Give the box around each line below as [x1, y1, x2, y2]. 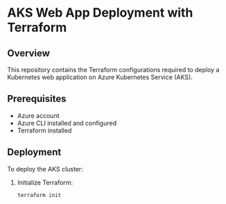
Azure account [17, 111, 60, 119]
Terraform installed [17, 126, 72, 135]
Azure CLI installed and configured [17, 119, 116, 127]
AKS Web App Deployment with [7, 5, 193, 21]
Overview [7, 47, 51, 59]
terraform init [17, 192, 62, 198]
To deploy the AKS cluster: [7, 164, 83, 173]
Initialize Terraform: [17, 178, 73, 187]
